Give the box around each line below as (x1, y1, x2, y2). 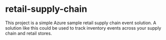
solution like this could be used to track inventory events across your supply (5, 25, 162, 31)
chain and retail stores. (5, 30, 52, 36)
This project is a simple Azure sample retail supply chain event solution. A (5, 20, 157, 26)
